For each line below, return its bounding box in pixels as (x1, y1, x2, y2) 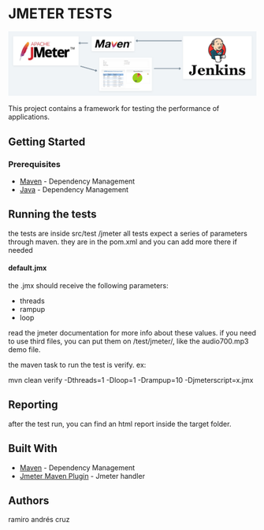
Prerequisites (8, 158, 61, 169)
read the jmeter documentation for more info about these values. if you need (8, 328, 257, 338)
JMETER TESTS (8, 5, 113, 23)
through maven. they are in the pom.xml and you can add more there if (8, 237, 238, 246)
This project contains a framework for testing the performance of (8, 104, 220, 113)
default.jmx (8, 263, 47, 272)
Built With (8, 442, 58, 455)
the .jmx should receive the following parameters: (8, 281, 169, 291)
